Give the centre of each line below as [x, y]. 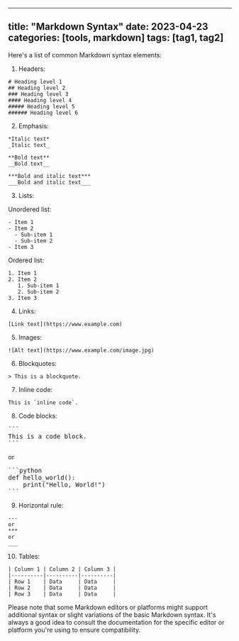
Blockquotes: [38, 363]
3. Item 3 [23, 298]
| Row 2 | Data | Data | [62, 588]
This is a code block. [48, 436]
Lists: [26, 195]
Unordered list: [30, 209]
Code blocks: [38, 416]
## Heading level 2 [37, 88]
